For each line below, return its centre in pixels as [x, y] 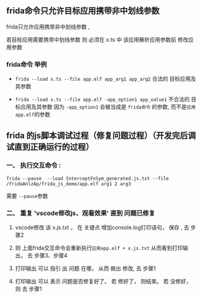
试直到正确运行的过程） [50, 147]
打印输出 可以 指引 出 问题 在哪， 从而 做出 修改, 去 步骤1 [85, 268]
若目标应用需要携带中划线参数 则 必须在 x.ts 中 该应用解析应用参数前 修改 [97, 39]
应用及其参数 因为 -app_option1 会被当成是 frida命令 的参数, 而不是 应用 [108, 107]
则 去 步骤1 [28, 289]
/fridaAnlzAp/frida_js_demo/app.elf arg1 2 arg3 [69, 184]
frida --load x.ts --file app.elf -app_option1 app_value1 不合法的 [102, 100]
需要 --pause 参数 [27, 195]
